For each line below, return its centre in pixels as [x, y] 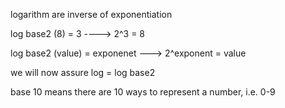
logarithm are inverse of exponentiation [91, 14]
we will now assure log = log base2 [83, 72]
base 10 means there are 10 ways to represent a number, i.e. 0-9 [143, 92]
